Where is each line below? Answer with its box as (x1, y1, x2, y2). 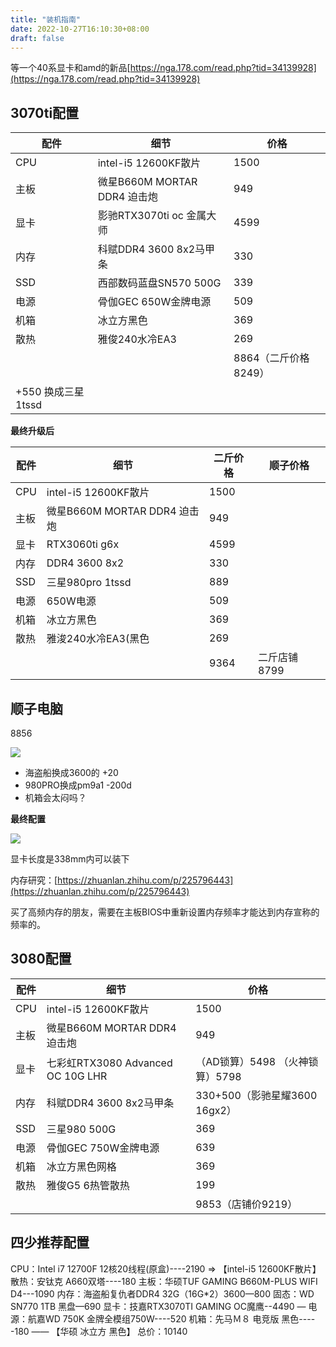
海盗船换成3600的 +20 (24, 767, 119, 778)
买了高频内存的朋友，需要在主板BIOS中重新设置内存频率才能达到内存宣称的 (10, 906, 320, 918)
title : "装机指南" (10, 14, 82, 25)
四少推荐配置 (10, 1234, 90, 1251)
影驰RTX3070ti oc (97, 209, 184, 223)
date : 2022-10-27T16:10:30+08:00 (10, 24, 150, 34)
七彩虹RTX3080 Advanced (46, 1056, 173, 1070)
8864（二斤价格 (233, 351, 310, 365)
